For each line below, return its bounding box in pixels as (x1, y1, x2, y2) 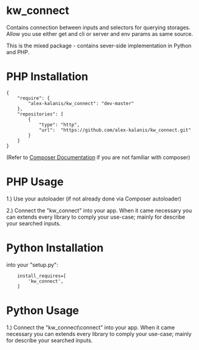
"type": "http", (38, 122, 80, 128)
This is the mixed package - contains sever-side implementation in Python (6, 42, 192, 49)
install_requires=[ (17, 273, 67, 279)
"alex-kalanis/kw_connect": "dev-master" (28, 100, 135, 106)
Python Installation (6, 241, 104, 255)
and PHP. (6, 48, 30, 55)
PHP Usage (6, 175, 64, 189)
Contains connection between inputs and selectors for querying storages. (6, 24, 191, 31)
